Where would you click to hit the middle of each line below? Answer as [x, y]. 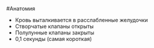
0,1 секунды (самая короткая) [53, 39]
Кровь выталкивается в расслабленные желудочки [81, 20]
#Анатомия [21, 9]
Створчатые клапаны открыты [54, 26]
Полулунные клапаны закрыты [55, 33]
